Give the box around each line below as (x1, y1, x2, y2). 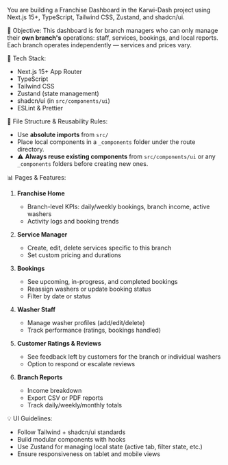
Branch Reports (16, 373, 63, 381)
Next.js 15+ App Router (16, 68, 82, 75)
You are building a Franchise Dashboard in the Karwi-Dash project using (7, 6, 211, 14)
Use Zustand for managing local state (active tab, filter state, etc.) (16, 442, 203, 451)
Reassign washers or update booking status (27, 285, 152, 293)
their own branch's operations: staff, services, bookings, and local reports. (7, 34, 219, 42)
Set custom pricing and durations (27, 251, 122, 259)
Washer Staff (16, 305, 56, 313)
